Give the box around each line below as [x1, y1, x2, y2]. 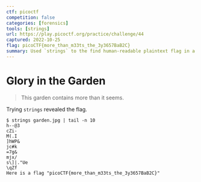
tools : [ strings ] [6, 25, 50, 32]
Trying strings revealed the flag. [6, 105, 87, 113]
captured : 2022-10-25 [6, 37, 61, 43]
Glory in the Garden [6, 74, 106, 87]
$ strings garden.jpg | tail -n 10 [6, 117, 96, 124]
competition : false [6, 14, 55, 20]
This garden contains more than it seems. [20, 94, 125, 101]
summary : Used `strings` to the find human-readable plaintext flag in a [6, 48, 196, 54]
